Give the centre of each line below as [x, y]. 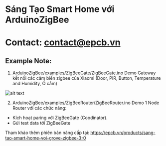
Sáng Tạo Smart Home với [60, 9]
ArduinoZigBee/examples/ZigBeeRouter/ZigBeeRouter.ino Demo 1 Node [86, 103]
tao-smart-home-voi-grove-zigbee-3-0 [46, 138]
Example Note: [28, 61]
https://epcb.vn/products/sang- [123, 133]
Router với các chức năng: [39, 108]
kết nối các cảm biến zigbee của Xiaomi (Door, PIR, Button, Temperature [86, 78]
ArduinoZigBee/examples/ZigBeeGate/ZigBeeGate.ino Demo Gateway [84, 73]
